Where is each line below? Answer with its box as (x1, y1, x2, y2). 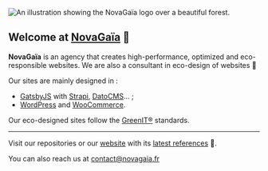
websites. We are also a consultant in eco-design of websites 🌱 (48, 60, 257, 70)
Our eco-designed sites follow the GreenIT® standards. (8, 115, 190, 125)
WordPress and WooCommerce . (19, 100, 126, 109)
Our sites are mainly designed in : (8, 76, 118, 85)
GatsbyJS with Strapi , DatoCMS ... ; (19, 91, 134, 101)
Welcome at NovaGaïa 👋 (8, 30, 130, 44)
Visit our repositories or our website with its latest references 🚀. (8, 138, 217, 148)
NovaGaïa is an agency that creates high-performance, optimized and (8, 52, 239, 62)
